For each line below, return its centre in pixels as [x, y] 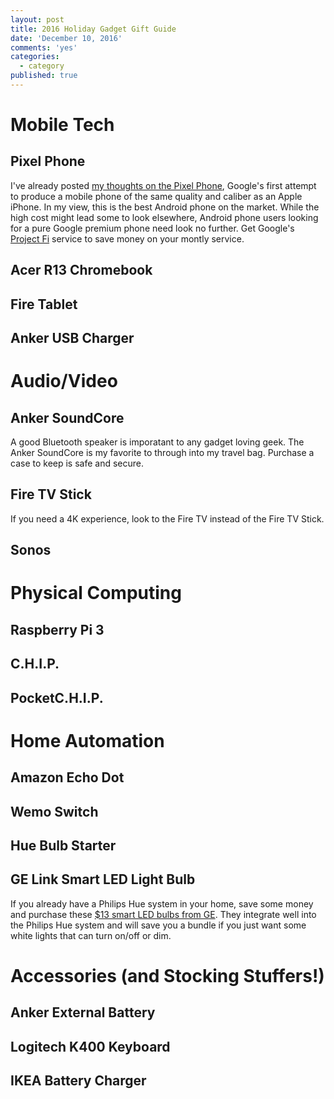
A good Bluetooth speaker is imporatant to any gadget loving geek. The [157, 442]
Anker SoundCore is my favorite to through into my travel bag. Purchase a [162, 453]
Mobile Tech [62, 125]
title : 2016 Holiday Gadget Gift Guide [93, 29]
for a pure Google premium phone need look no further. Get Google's [152, 228]
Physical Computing [96, 593]
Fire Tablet [44, 304]
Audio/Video [64, 381]
